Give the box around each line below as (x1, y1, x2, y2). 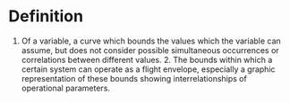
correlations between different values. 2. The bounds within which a (21, 54, 273, 65)
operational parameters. (21, 82, 111, 93)
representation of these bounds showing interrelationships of (21, 73, 247, 83)
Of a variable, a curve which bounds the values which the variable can (21, 35, 281, 46)
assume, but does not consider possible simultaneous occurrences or (21, 44, 279, 55)
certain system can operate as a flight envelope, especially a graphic (21, 64, 276, 75)
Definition (8, 6, 84, 27)
